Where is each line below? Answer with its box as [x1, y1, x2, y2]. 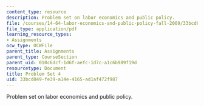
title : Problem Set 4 [6, 71, 61, 77]
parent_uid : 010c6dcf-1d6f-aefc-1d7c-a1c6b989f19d [6, 59, 137, 65]
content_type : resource [6, 8, 67, 15]
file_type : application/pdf [6, 25, 78, 32]
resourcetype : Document [6, 65, 67, 71]
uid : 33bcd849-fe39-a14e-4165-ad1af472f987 [6, 76, 118, 82]
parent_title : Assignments [6, 48, 75, 55]
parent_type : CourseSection [6, 54, 78, 60]
